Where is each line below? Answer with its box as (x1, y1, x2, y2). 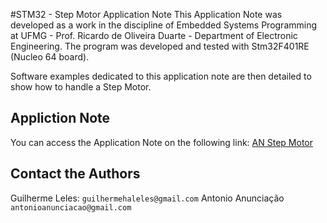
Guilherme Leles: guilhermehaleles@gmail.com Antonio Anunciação (10, 192, 285, 204)
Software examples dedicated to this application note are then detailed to (10, 70, 312, 82)
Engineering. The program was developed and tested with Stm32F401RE (10, 40, 310, 52)
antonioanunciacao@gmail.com (10, 202, 132, 213)
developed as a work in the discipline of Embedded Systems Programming (10, 19, 318, 31)
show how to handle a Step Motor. (10, 81, 152, 93)
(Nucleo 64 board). (10, 51, 90, 63)
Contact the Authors (10, 165, 141, 183)
